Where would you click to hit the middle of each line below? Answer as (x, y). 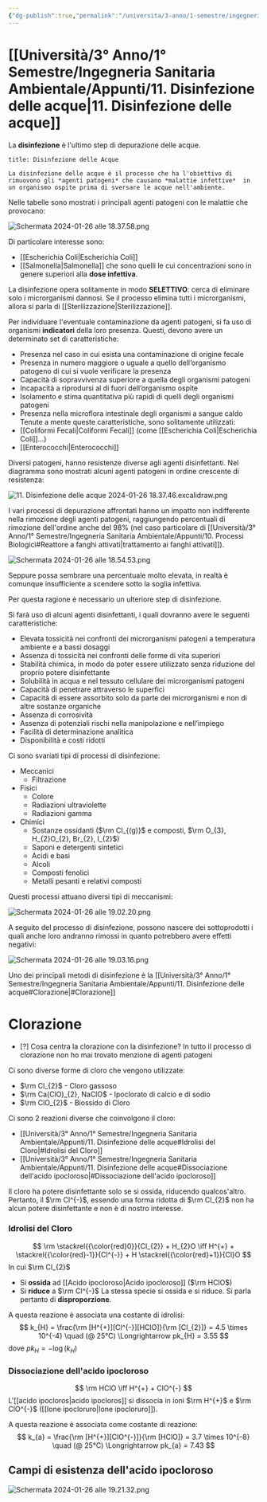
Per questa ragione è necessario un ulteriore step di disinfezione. (115, 599)
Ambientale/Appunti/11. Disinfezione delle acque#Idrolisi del (118, 1142)
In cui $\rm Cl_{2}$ (39, 1267)
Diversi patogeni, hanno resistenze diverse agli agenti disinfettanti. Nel (124, 462)
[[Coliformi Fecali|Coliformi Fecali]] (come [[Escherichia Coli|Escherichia (138, 430)
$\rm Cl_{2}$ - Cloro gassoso (68, 1085)
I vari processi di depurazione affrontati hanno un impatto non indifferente (129, 510)
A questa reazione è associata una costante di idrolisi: (97, 1315)
